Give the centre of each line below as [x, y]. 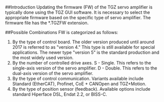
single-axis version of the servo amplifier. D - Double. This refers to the [84, 68]
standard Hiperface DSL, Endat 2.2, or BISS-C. [60, 94]
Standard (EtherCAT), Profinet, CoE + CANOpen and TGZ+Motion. [79, 84]
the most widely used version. [43, 58]
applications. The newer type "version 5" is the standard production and [86, 52]
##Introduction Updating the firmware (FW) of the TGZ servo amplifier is [79, 7]
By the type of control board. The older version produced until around [83, 42]
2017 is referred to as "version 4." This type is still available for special [83, 47]
